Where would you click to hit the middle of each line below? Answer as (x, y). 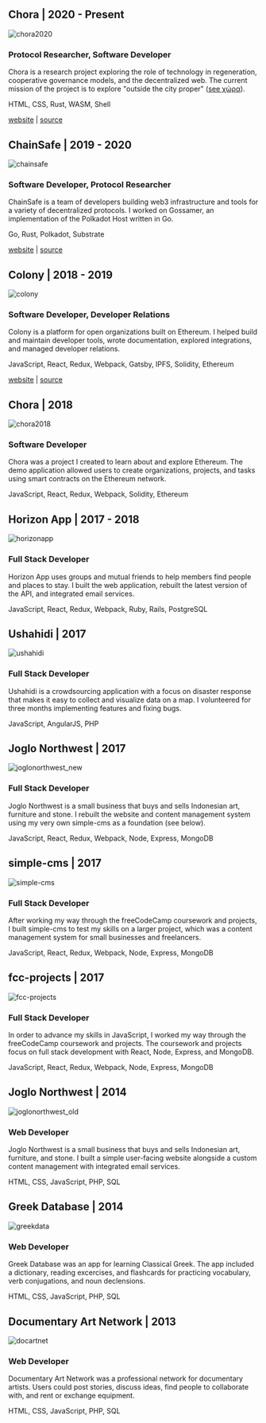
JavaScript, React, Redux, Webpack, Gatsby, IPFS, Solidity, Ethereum (121, 364)
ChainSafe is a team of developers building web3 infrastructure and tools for (133, 202)
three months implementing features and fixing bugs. (95, 708)
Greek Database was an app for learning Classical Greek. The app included (131, 1264)
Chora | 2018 (40, 404)
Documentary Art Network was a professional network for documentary (126, 1378)
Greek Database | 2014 (66, 1207)
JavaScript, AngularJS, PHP (54, 723)
